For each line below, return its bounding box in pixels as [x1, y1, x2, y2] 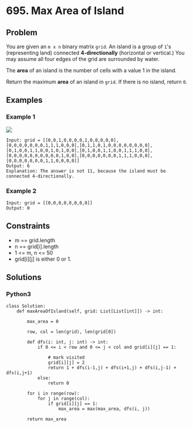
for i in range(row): [27, 390, 80, 397]
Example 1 [6, 113, 36, 121]
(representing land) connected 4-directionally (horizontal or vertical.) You [6, 49, 185, 56]
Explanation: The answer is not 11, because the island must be [6, 168, 166, 174]
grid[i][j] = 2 [47, 360, 85, 366]
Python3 [6, 290, 31, 298]
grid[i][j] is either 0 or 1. [14, 255, 71, 262]
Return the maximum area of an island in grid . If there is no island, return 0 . [6, 78, 188, 85]
